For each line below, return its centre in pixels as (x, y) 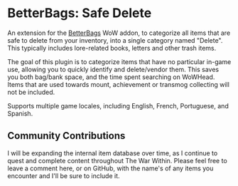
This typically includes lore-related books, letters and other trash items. (112, 48)
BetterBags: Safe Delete (80, 13)
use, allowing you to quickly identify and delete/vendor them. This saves (113, 69)
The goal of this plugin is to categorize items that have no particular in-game (119, 61)
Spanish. (20, 113)
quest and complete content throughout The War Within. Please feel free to (117, 160)
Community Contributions (66, 136)
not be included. (31, 92)
